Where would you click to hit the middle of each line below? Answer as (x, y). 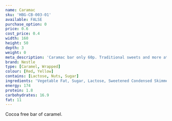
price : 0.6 (17, 29)
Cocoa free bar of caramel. (34, 114)
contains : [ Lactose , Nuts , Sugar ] (42, 76)
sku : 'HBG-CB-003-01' (28, 15)
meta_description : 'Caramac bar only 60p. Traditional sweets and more (83, 57)
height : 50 (17, 43)
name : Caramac (20, 10)
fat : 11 (14, 100)
